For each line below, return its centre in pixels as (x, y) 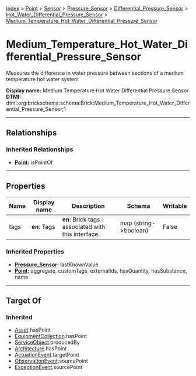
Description (88, 206)
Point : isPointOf (34, 162)
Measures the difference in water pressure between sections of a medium (95, 73)
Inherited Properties (35, 252)
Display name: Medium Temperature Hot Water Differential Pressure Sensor (97, 90)
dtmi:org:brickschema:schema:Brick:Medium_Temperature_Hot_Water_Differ (98, 103)
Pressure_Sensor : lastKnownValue (57, 264)
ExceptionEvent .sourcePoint (48, 367)
